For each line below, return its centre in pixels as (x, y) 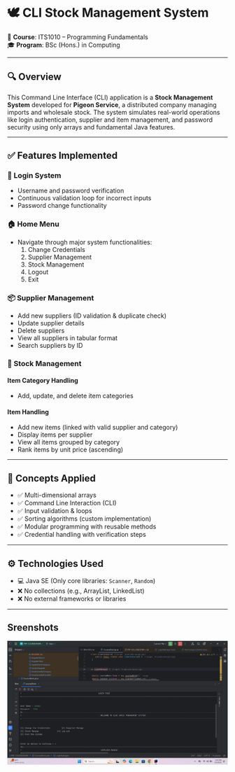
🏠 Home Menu (33, 224)
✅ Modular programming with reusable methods (87, 527)
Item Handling (28, 412)
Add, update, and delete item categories (76, 396)
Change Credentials (56, 249)
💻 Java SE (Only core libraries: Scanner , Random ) (86, 580)
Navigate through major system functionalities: (85, 242)
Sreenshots (33, 627)
